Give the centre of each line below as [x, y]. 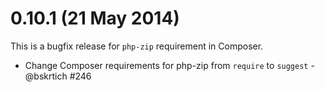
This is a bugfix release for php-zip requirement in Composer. [137, 46]
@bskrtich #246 [58, 76]
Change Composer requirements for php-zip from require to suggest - [169, 65]
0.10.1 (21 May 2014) [95, 18]
